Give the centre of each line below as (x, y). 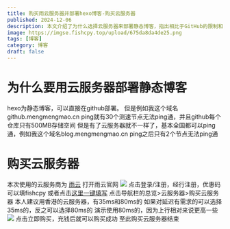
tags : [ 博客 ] (25, 39)
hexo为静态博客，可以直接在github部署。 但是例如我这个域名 (93, 108)
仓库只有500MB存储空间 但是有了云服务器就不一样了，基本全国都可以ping (111, 125)
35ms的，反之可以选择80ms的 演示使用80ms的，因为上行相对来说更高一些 (113, 210)
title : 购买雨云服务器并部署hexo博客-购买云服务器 (71, 13)
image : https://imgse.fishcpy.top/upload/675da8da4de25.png (95, 33)
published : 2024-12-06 (39, 20)
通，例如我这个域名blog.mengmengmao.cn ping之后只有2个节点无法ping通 (113, 134)
